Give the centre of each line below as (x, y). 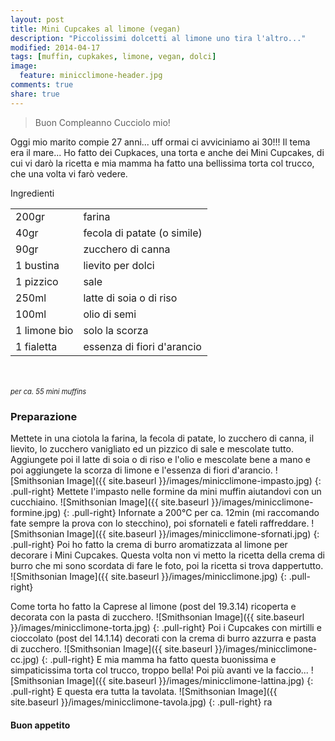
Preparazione (44, 416)
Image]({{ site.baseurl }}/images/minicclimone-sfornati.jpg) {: (193, 533)
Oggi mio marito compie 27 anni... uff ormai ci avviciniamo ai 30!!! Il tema (160, 142)
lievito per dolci (119, 265)
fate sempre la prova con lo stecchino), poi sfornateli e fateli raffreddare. (160, 523)
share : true (35, 94)
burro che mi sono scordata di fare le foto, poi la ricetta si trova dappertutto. (167, 565)
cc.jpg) (25, 659)
